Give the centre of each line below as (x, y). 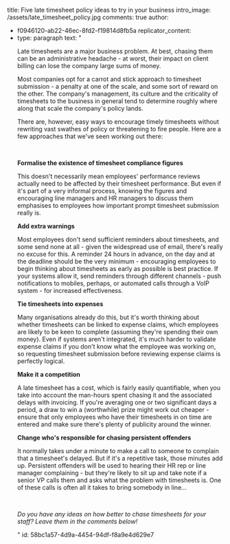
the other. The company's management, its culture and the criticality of (117, 94)
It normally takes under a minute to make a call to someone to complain (118, 451)
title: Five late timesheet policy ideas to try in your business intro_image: (109, 10)
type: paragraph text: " (49, 38)
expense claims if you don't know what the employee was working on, (116, 346)
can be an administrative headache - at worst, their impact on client (113, 58)
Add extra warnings (46, 226)
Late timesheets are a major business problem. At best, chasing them (115, 51)
